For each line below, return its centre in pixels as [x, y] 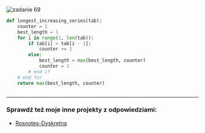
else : [35, 55]
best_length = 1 [38, 32]
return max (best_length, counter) [61, 83]
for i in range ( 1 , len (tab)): [56, 38]
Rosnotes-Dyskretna [41, 123]
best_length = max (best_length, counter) [92, 60]
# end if [39, 72]
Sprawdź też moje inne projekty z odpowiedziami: [82, 110]
